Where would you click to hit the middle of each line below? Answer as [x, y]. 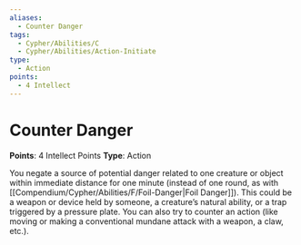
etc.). [19, 230]
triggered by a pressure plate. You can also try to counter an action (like [144, 211]
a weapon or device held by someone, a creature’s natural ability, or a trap [148, 201]
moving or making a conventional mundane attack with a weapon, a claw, [146, 221]
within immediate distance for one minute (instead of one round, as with [144, 182]
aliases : [26, 18]
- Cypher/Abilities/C [59, 43]
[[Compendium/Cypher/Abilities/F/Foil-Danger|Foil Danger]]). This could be [151, 192]
